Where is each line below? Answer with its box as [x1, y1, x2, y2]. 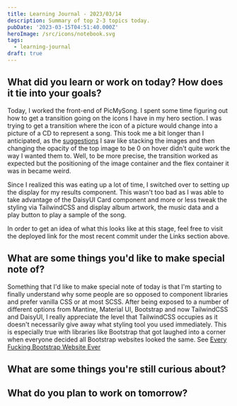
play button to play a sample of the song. [7, 210, 127, 219]
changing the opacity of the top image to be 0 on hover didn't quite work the [7, 143, 231, 153]
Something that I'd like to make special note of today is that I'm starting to [7, 282, 222, 291]
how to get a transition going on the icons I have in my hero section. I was [7, 114, 222, 122]
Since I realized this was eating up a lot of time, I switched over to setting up [7, 180, 230, 189]
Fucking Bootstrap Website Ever [7, 342, 101, 351]
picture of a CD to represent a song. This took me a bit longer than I [7, 128, 204, 137]
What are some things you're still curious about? [7, 363, 226, 375]
